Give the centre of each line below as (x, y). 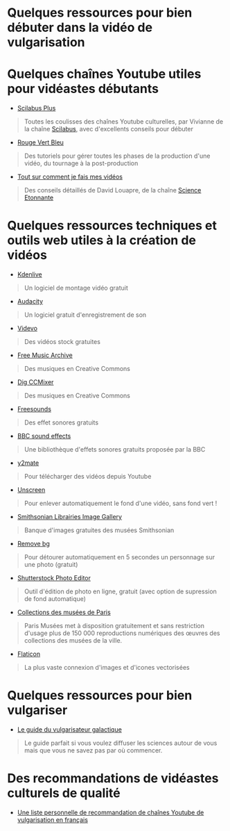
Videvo (27, 329)
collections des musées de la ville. (73, 641)
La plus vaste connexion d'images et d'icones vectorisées (107, 668)
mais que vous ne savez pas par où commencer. (93, 750)
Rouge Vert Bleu (41, 142)
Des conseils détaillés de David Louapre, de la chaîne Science (113, 190)
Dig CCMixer (35, 382)
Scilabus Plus (36, 108)
